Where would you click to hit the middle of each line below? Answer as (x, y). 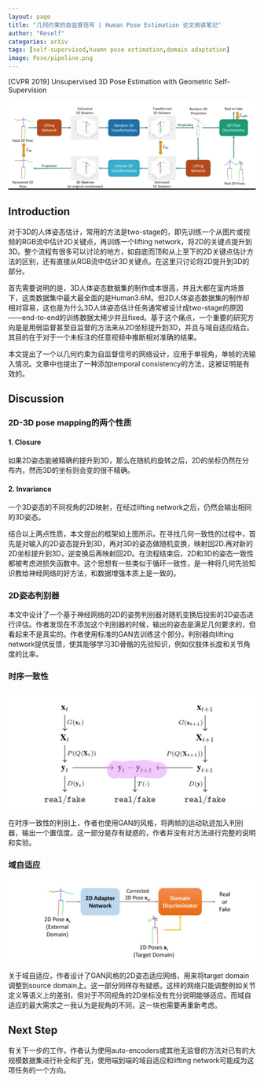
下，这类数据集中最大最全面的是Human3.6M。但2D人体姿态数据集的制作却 (129, 297)
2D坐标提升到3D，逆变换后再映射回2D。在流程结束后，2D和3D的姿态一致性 (131, 554)
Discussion (36, 399)
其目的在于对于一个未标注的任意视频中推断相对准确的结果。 (104, 337)
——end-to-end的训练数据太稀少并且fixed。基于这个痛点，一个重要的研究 (128, 317)
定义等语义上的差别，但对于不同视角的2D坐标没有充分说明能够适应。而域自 (130, 995)
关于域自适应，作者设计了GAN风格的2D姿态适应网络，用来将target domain (129, 975)
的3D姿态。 (27, 517)
